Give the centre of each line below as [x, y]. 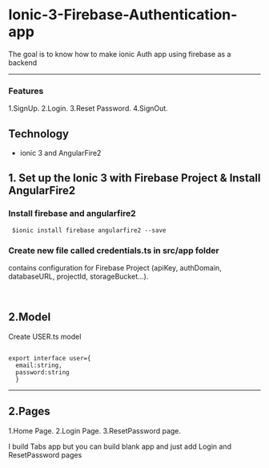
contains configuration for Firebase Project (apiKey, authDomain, [115, 268]
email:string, [39, 365]
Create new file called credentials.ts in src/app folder [114, 250]
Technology [39, 134]
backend [23, 63]
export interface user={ [50, 358]
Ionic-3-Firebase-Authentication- [123, 15]
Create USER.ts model [45, 336]
